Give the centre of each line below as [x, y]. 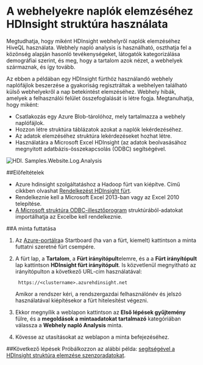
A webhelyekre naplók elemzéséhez [100, 11]
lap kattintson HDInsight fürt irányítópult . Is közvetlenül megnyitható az [105, 265]
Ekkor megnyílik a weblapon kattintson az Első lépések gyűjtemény [100, 312]
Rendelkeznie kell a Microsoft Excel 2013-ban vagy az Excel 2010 [97, 197]
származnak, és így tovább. [41, 67]
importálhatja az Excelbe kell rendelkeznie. [69, 216]
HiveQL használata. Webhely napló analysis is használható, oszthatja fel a [99, 48]
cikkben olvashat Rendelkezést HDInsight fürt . [73, 191]
